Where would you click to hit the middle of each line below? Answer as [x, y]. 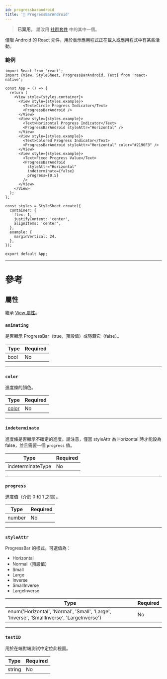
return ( [19, 93]
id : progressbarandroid [30, 10]
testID [13, 637]
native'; [14, 79]
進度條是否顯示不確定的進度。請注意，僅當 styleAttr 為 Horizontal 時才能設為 [83, 439]
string [14, 669]
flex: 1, [23, 215]
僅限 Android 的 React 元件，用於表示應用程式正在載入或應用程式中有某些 [80, 40]
